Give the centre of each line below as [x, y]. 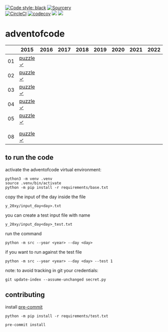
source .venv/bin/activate [33, 183]
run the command [23, 233]
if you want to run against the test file [43, 252]
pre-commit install [25, 325]
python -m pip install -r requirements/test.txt [57, 316]
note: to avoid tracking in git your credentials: [52, 270]
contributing [25, 295]
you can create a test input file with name [48, 215]
